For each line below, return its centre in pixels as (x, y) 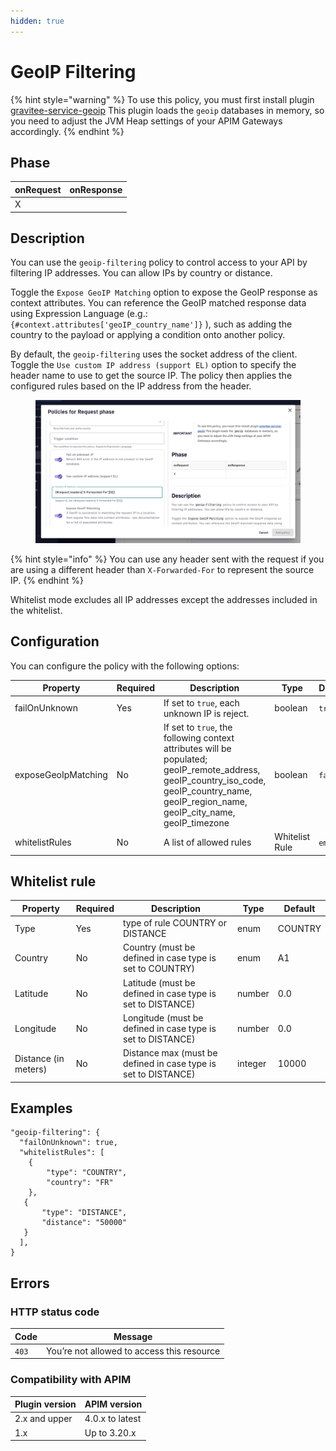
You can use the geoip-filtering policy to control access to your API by (159, 262)
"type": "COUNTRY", (87, 1173)
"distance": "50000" (84, 1223)
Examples (41, 1108)
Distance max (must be (170, 1053)
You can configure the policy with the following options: (125, 666)
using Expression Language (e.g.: (79, 314)
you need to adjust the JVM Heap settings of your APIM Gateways (146, 121)
